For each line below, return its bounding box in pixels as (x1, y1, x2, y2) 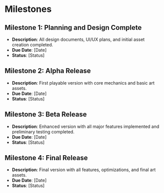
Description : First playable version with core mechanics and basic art (11, 80, 155, 86)
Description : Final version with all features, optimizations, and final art (11, 167, 156, 173)
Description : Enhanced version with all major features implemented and (11, 123, 160, 129)
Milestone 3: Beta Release (4, 110, 87, 119)
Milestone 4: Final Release (4, 154, 88, 162)
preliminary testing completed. (11, 128, 75, 135)
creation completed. (11, 42, 53, 48)
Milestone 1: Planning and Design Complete (4, 23, 142, 32)
